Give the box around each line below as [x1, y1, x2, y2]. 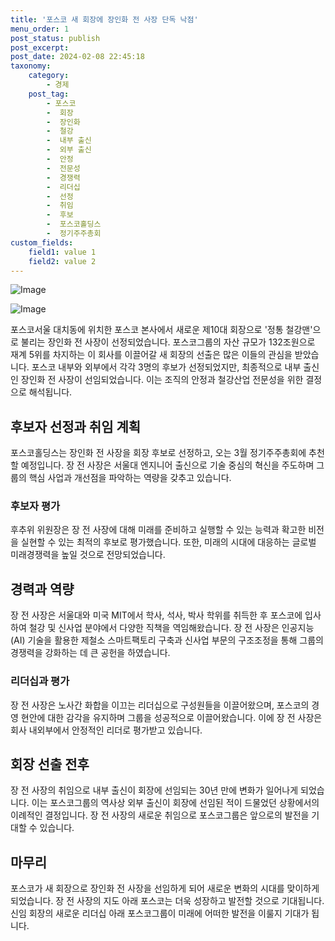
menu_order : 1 [10, 24, 70, 34]
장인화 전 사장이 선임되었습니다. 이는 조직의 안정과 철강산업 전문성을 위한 [20, 374, 304, 386]
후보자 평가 [10, 499, 61, 513]
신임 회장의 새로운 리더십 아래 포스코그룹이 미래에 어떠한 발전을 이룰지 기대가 [10, 907, 310, 920]
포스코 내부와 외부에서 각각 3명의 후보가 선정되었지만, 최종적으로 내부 [31, 361, 302, 373]
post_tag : [28, 89, 70, 99]
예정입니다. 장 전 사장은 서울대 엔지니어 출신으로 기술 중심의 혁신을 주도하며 [20, 459, 315, 471]
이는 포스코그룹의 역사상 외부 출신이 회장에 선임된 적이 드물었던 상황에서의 [31, 797, 320, 809]
